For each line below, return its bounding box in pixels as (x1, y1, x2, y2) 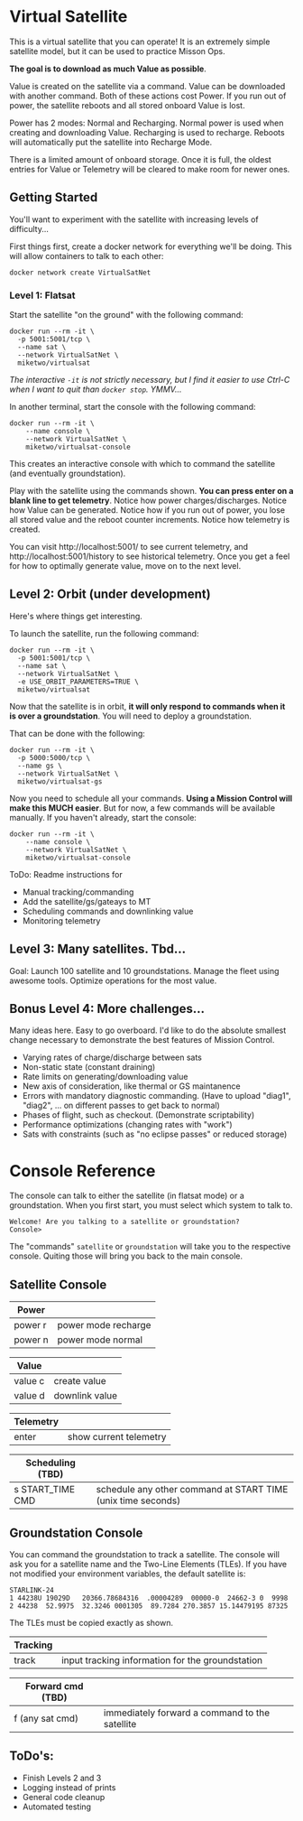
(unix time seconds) (96, 1494, 181, 1507)
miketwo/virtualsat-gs (17, 776, 103, 786)
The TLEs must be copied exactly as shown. (9, 1618, 174, 1629)
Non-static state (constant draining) (22, 1062, 156, 1073)
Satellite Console (9, 1277, 107, 1292)
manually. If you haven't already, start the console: (9, 812, 197, 822)
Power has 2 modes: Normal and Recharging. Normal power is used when (9, 117, 284, 128)
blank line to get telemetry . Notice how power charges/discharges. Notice (9, 495, 287, 506)
